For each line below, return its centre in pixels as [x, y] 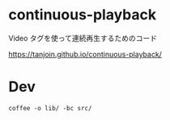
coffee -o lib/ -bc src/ [50, 108]
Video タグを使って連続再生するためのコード [83, 38]
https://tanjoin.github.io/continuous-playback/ [85, 54]
